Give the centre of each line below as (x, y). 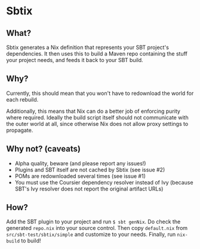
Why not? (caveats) (44, 149)
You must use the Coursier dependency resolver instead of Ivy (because (104, 182)
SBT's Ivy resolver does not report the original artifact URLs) (89, 189)
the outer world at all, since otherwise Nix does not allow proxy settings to (97, 124)
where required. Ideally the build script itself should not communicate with (98, 117)
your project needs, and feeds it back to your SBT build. (75, 60)
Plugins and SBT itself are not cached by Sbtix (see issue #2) (90, 170)
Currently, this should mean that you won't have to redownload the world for (100, 93)
